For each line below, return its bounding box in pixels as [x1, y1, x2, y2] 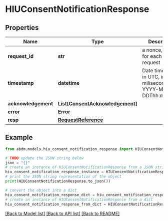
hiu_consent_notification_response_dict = [5, 192, 95, 198]
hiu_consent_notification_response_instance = [5, 170, 104, 175]
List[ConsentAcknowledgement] [57, 100, 137, 107]
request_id [7, 53, 34, 59]
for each [142, 53, 162, 59]
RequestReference [57, 116, 103, 123]
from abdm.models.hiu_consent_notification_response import [5, 146, 133, 152]
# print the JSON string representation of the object [5, 174, 122, 179]
